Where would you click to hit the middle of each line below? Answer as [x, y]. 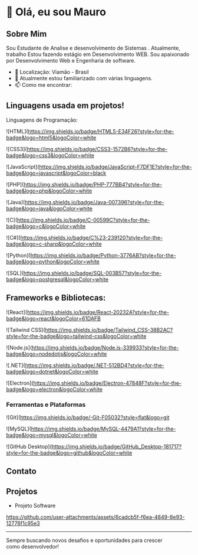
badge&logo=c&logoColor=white [46, 226]
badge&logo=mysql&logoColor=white [52, 435]
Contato [21, 471]
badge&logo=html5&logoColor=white [51, 138]
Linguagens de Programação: [42, 120]
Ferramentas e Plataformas [46, 404]
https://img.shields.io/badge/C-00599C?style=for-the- [83, 220]
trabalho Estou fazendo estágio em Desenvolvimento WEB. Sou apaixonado [98, 54]
